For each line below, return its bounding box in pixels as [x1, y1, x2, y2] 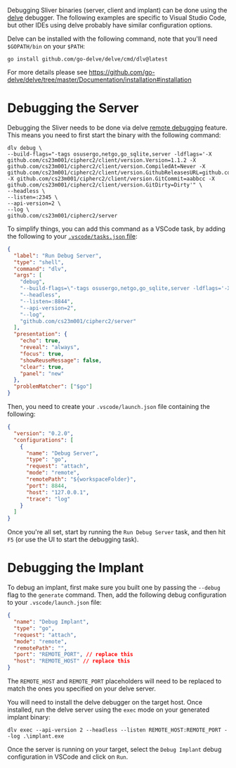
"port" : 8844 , [25, 482, 68, 489]
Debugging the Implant [7, 560, 144, 576]
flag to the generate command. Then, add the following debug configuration [7, 591, 227, 599]
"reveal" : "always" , [20, 344, 80, 351]
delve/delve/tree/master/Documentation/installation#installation [7, 75, 192, 84]
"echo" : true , [20, 337, 61, 344]
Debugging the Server [7, 100, 139, 116]
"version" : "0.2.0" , [13, 429, 74, 437]
